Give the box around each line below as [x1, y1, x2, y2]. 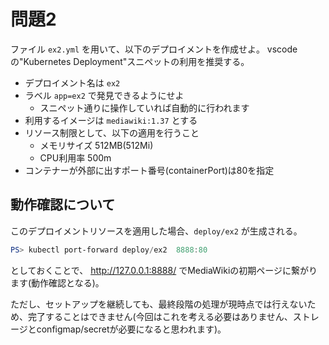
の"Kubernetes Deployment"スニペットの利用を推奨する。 [10, 55, 250, 67]
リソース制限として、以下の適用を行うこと [24, 126, 200, 139]
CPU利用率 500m [39, 151, 112, 164]
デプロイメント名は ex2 [24, 76, 121, 89]
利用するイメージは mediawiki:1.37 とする [24, 114, 198, 126]
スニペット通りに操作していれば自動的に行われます [39, 101, 250, 114]
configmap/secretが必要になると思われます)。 [36, 323, 227, 335]
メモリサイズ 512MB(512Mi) [39, 139, 154, 151]
